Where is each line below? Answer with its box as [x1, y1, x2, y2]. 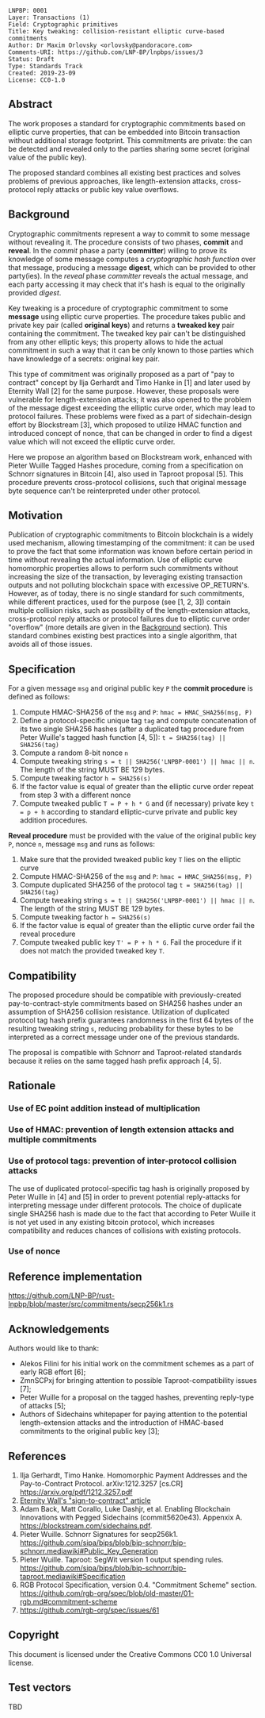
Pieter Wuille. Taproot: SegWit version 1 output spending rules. [19, 1554, 224, 1564]
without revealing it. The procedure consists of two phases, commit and [8, 237, 244, 247]
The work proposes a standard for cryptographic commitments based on [8, 118, 246, 128]
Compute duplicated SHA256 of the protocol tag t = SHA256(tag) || [19, 880, 244, 890]
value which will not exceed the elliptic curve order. [8, 437, 176, 446]
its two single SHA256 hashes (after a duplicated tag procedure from [19, 724, 244, 734]
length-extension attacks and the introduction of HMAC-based [19, 1418, 224, 1427]
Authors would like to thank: [8, 1343, 100, 1353]
